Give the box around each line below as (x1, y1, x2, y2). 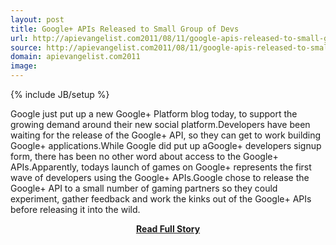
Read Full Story (135, 223, 201, 235)
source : (10, 42, 43, 53)
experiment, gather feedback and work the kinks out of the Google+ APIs (10, 193, 312, 205)
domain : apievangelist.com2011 (10, 52, 141, 62)
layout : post (10, 14, 65, 25)
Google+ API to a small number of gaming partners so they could (10, 182, 278, 194)
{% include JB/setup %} (10, 89, 110, 100)
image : (10, 61, 38, 71)
